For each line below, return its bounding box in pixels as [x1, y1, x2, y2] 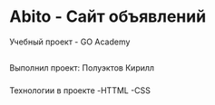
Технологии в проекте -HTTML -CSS [9, 85, 151, 96]
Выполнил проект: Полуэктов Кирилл [9, 62, 155, 73]
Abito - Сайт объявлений [9, 6, 207, 27]
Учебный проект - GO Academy [9, 36, 131, 47]
